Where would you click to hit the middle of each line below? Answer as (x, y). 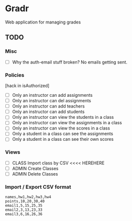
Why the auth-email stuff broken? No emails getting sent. (70, 62)
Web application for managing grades (43, 22)
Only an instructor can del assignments (52, 101)
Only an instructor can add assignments (52, 95)
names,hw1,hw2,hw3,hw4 (28, 197)
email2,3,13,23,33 (24, 210)
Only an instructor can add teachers (48, 106)
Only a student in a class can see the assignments (63, 134)
